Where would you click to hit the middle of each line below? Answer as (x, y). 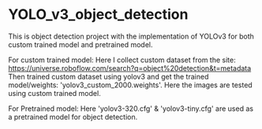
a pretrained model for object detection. (73, 116)
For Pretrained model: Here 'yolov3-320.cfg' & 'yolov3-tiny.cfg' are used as (131, 109)
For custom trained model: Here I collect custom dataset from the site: (122, 60)
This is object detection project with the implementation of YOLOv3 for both (131, 36)
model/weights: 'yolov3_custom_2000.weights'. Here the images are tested (130, 85)
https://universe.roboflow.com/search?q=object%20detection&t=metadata (130, 68)
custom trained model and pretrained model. (80, 44)
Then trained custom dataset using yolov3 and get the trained (109, 76)
